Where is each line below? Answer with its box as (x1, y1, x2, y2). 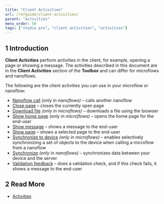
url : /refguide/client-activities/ (5, 12, 79, 17)
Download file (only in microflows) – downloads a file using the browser (12, 107, 159, 114)
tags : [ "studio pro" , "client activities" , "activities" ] (5, 26, 127, 31)
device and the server (12, 155, 57, 161)
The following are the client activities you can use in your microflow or (5, 82, 149, 88)
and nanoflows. (5, 73, 37, 79)
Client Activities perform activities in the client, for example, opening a (5, 57, 150, 63)
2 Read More (5, 180, 45, 189)
